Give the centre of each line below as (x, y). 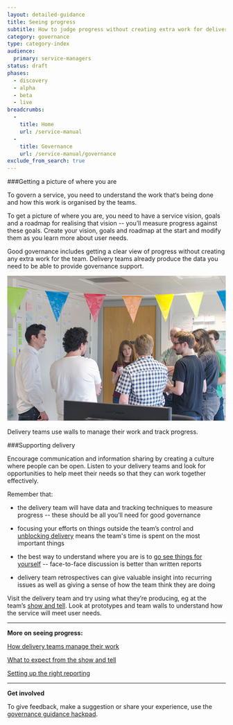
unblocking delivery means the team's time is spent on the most (109, 536)
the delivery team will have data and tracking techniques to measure (115, 508)
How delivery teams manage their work (63, 647)
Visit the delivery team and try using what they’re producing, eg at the (107, 598)
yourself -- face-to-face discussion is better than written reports (110, 564)
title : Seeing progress (42, 22)
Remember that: (30, 494)
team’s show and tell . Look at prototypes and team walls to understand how (115, 606)
